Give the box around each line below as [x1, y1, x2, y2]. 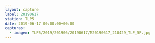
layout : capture [5, 7, 39, 12]
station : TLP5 [5, 16, 35, 21]
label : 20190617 [5, 12, 39, 17]
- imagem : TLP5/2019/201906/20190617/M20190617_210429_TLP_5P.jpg [9, 30, 151, 35]
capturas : [5, 26, 26, 31]
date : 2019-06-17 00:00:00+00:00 [5, 21, 75, 26]
